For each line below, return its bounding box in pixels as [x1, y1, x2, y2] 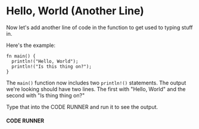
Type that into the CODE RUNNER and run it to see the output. [6, 103, 158, 111]
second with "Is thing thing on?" [6, 92, 85, 99]
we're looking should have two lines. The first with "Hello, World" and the [6, 85, 186, 93]
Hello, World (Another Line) [6, 4, 144, 18]
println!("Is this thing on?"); [11, 64, 92, 70]
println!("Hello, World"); [11, 58, 79, 64]
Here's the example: [6, 42, 55, 49]
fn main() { [6, 53, 36, 59]
